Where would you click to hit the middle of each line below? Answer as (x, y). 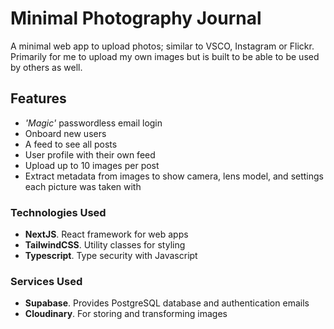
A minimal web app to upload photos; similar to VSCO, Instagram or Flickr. (162, 46)
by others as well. (46, 67)
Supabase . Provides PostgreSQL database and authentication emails (167, 303)
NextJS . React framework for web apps (106, 234)
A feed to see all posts (71, 144)
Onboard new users (65, 133)
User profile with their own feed (90, 154)
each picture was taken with (83, 186)
